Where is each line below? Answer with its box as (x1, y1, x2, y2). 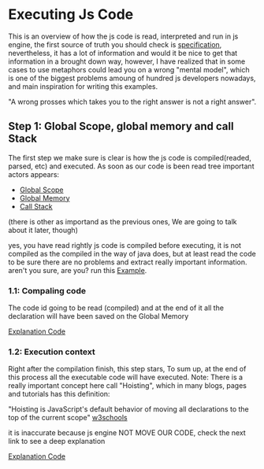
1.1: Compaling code (8, 285, 87, 296)
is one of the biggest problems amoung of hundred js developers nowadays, (8, 73, 256, 83)
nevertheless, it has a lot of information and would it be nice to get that (8, 48, 238, 57)
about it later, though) (8, 225, 79, 234)
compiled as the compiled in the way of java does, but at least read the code (8, 249, 256, 258)
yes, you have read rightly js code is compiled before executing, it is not (8, 240, 242, 249)
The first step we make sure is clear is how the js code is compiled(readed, (8, 153, 252, 162)
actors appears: (8, 169, 60, 179)
